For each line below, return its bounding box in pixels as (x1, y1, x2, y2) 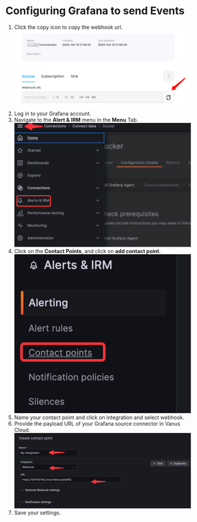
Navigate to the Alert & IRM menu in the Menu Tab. (14, 117, 139, 124)
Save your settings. (14, 509, 61, 516)
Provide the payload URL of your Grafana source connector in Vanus (14, 420, 181, 427)
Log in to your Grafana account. (14, 110, 92, 117)
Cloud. (14, 426, 31, 433)
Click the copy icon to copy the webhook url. (14, 24, 123, 31)
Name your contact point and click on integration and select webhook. (14, 414, 185, 421)
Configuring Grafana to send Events (5, 4, 185, 18)
